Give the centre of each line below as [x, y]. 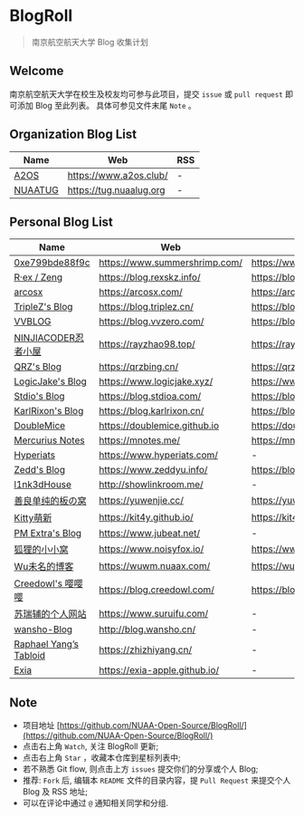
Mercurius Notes [49, 440]
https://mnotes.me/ [140, 440]
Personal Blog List [61, 221]
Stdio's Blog [39, 397]
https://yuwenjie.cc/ [141, 501]
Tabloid [30, 656]
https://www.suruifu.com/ [154, 614]
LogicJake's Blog [51, 381]
